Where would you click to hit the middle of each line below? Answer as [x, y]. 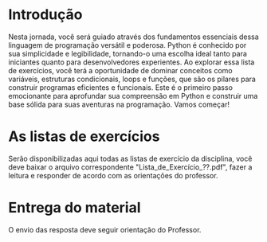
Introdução [45, 15]
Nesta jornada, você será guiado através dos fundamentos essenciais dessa [133, 37]
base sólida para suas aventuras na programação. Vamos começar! [119, 104]
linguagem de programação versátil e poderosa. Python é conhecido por [128, 45]
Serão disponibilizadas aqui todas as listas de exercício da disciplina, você [130, 158]
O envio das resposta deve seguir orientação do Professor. [105, 229]
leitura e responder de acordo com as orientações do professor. [113, 175]
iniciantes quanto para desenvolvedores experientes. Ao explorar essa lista [132, 62]
